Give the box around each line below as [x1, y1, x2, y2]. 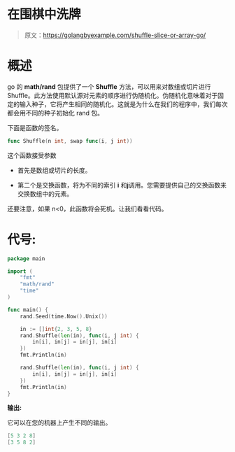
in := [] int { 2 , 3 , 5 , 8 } [20, 325, 92, 332]
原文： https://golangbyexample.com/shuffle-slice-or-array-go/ [24, 31, 206, 39]
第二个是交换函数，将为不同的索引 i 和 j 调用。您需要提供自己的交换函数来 [17, 181, 227, 189]
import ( [7, 267, 33, 275]
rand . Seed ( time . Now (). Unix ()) [20, 313, 108, 320]
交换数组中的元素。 [17, 190, 73, 198]
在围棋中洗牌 [7, 6, 82, 22]
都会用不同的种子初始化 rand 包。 [7, 108, 104, 117]
